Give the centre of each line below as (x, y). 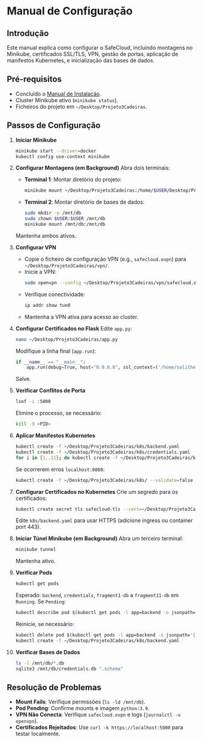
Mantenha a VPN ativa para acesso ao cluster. (81, 317)
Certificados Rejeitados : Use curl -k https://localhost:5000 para (99, 728)
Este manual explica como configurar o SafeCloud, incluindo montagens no (100, 47)
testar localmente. (38, 734)
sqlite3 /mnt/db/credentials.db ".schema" (69, 669)
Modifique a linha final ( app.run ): (56, 351)
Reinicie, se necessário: (45, 624)
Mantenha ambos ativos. (46, 236)
